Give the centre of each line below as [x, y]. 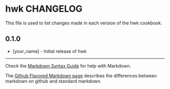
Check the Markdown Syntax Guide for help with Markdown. [68, 66]
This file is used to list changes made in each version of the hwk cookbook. [84, 23]
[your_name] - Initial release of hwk [50, 51]
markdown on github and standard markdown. [53, 81]
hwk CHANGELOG [44, 9]
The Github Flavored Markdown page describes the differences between [81, 76]
